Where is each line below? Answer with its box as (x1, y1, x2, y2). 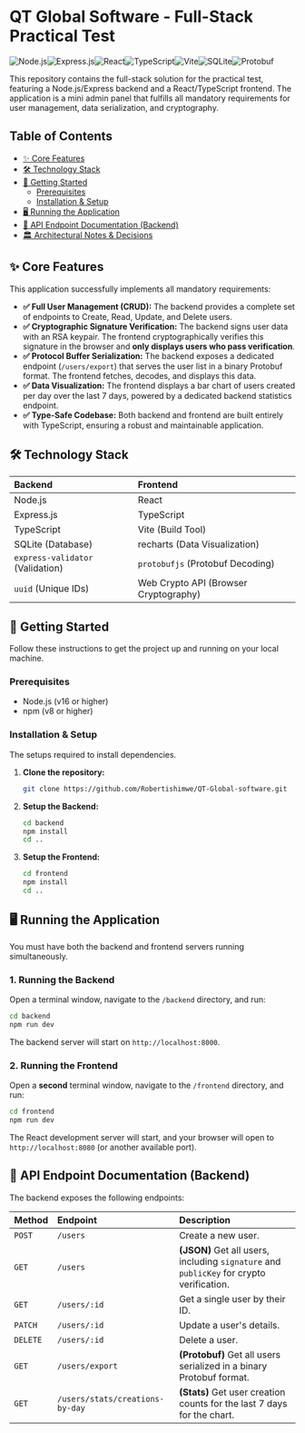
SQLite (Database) (14, 538, 93, 551)
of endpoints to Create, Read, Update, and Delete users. (22, 311, 233, 322)
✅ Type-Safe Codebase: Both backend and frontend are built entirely (22, 409, 284, 420)
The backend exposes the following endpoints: (9, 1192, 184, 1203)
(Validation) (14, 562, 64, 574)
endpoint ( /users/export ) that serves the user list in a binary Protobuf (22, 361, 283, 372)
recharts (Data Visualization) (137, 538, 261, 551)
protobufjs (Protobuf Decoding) (137, 557, 275, 570)
